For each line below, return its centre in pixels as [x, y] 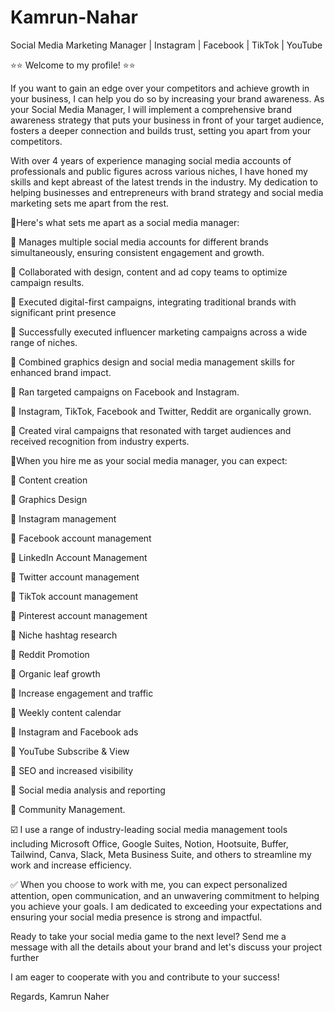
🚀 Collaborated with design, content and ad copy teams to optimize [149, 272]
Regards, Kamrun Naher [60, 996]
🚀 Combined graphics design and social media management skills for [152, 362]
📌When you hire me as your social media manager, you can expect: [149, 460]
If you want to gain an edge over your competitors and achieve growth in [160, 88]
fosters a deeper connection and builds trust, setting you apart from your [161, 130]
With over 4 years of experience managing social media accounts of [151, 160]
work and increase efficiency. [71, 865]
